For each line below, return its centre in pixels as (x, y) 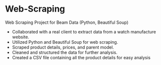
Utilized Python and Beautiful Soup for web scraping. (65, 42)
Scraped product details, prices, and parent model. (63, 47)
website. (21, 37)
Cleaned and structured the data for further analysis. (65, 52)
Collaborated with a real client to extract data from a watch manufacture (84, 32)
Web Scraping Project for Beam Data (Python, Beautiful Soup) (67, 22)
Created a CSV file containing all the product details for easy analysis (81, 57)
